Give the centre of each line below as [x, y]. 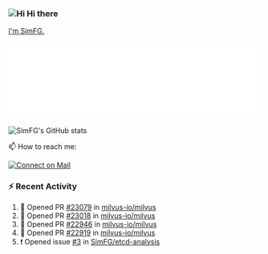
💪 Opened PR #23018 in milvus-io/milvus [87, 216]
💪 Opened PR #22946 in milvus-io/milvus [88, 224]
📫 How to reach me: [43, 147]
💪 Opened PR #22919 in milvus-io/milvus [87, 232]
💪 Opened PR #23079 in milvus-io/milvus [88, 207]
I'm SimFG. [26, 31]
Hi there [43, 14]
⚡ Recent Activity [43, 187]
